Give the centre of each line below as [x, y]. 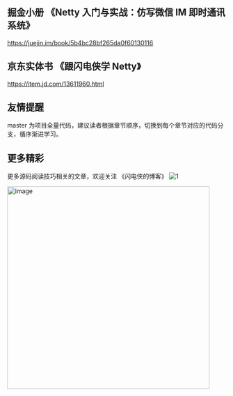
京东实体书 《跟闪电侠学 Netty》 [74, 67]
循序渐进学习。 [41, 134]
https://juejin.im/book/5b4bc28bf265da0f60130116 [80, 43]
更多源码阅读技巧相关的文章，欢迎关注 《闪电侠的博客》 [87, 176]
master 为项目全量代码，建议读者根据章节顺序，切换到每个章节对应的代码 [112, 125]
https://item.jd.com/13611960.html [56, 84]
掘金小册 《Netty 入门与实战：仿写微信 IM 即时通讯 [116, 13]
